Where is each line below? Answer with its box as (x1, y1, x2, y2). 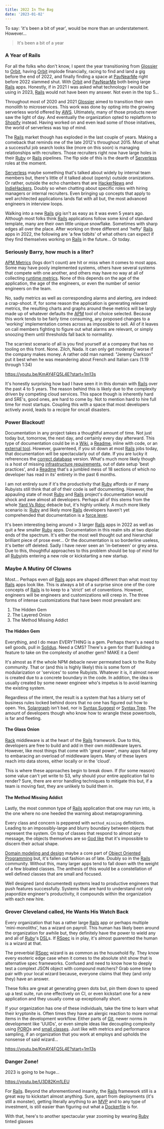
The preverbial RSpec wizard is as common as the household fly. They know (5, 950, 160, 956)
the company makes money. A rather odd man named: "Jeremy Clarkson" (5, 351, 153, 357)
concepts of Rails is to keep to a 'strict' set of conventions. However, (5, 587, 143, 593)
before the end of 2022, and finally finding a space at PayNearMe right (5, 73, 148, 79)
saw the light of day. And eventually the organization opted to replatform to (5, 114, 156, 120)
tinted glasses (5, 1118, 33, 1124)
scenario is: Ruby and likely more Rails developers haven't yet (5, 507, 130, 513)
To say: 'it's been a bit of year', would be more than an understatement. (5, 25, 149, 31)
